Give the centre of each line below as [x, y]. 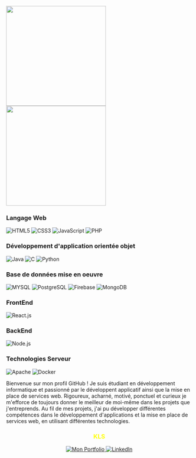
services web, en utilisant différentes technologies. [68, 421]
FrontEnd [20, 302]
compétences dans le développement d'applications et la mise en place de [97, 415]
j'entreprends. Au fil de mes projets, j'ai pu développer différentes [86, 408]
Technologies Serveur [38, 359]
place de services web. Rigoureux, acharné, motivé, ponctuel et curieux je [97, 396]
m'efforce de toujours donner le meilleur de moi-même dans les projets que [98, 402]
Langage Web [26, 218]
